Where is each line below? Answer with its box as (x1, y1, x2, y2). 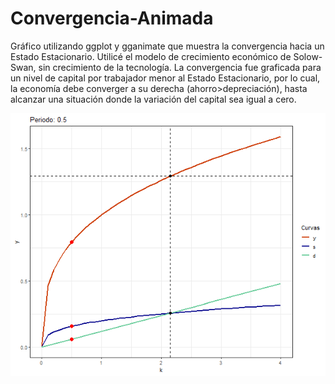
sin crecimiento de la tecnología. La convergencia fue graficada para (38, 61, 322, 73)
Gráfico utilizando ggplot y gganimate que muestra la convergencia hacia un (10, 40, 325, 52)
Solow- (293, 50, 323, 62)
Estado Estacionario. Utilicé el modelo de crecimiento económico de (10, 50, 292, 62)
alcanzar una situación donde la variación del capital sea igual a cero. (10, 93, 297, 105)
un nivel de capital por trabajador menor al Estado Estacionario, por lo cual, (10, 72, 321, 84)
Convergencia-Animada (10, 7, 214, 30)
